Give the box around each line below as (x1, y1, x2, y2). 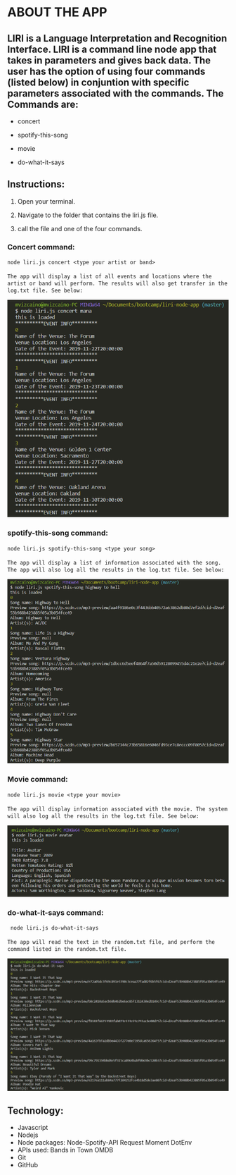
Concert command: (7, 242, 75, 252)
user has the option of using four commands (7, 65, 206, 78)
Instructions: (7, 178, 65, 190)
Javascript (17, 1124, 48, 1132)
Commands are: (7, 98, 79, 110)
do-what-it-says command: (7, 907, 104, 917)
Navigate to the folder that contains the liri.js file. (17, 211, 159, 219)
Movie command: (7, 775, 68, 785)
